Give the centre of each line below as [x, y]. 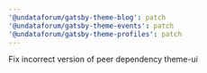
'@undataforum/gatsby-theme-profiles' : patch [95, 34]
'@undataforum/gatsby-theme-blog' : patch [87, 17]
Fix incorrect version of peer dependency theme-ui [103, 60]
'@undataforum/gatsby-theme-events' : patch [91, 26]
